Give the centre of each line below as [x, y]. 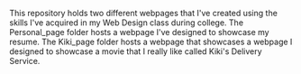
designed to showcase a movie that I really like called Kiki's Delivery [136, 51]
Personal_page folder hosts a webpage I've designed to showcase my [139, 32]
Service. [25, 61]
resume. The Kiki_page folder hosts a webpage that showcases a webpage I [151, 42]
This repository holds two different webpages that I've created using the [143, 13]
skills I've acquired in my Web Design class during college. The [127, 23]
